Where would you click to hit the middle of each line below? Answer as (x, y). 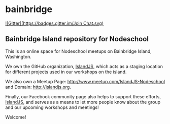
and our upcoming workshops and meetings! (52, 107)
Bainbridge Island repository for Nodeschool (77, 39)
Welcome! (16, 117)
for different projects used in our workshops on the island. (66, 72)
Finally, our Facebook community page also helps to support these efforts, (83, 96)
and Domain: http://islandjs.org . (38, 87)
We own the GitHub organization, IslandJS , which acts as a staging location (84, 66)
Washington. (19, 56)
